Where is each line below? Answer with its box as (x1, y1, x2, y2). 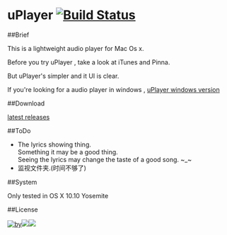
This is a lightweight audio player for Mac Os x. (7, 44, 144, 52)
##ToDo (7, 126, 31, 134)
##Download (7, 99, 45, 108)
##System (7, 178, 37, 186)
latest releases (7, 113, 50, 121)
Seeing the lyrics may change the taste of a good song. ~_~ (17, 155, 192, 164)
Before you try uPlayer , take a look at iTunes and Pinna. (7, 57, 170, 67)
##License (7, 205, 39, 214)
